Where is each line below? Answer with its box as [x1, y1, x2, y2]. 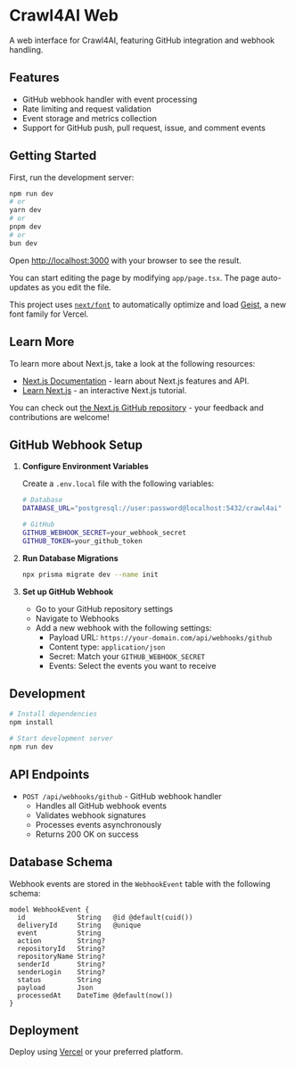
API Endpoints [9, 767, 90, 782]
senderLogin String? [17, 967, 105, 977]
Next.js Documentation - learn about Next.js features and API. [21, 376, 250, 386]
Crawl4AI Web [9, 5, 119, 26]
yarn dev [9, 206, 42, 215]
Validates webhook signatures [35, 809, 147, 821]
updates [9, 282, 40, 293]
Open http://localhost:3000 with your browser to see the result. [9, 255, 242, 266]
